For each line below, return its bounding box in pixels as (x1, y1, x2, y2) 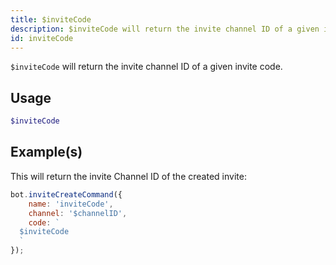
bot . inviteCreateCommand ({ (10, 189, 123, 200)
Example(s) (10, 144, 83, 161)
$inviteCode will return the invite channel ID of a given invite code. (10, 61, 283, 73)
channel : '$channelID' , (28, 208, 128, 218)
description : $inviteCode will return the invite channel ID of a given (10, 24, 320, 34)
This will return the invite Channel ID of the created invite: (10, 170, 247, 182)
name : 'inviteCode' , (28, 199, 114, 209)
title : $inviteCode (10, 14, 92, 25)
